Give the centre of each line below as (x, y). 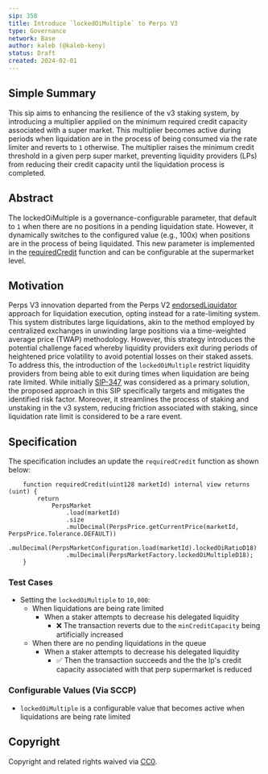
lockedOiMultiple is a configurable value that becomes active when (132, 708)
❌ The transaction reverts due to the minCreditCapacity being (158, 626)
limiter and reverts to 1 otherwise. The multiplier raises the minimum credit (132, 147)
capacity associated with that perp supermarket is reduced (154, 669)
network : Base (32, 38)
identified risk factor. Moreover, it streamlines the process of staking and (129, 399)
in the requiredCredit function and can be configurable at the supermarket (131, 252)
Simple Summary (52, 94)
